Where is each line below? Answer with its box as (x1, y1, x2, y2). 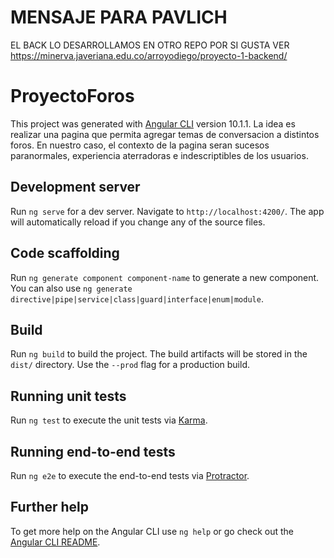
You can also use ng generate (10, 282, 133, 294)
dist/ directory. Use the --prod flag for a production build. (10, 359, 250, 371)
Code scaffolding (10, 245, 120, 262)
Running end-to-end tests (10, 443, 176, 460)
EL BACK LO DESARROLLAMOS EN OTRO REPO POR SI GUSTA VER (10, 39, 290, 51)
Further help (10, 499, 90, 516)
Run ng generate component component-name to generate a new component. (10, 271, 320, 283)
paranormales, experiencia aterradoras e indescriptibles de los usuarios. (10, 149, 309, 161)
